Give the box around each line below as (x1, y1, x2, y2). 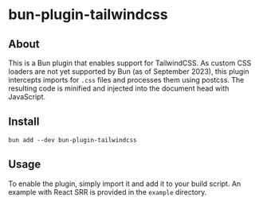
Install (8, 115, 40, 129)
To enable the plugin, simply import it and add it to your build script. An (8, 179, 241, 188)
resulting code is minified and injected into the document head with (8, 83, 230, 93)
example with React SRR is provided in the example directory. (8, 187, 207, 196)
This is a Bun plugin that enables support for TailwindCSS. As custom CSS (8, 58, 252, 68)
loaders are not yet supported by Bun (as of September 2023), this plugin (8, 67, 249, 76)
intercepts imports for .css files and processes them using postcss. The (8, 75, 245, 84)
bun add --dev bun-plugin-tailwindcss (8, 136, 137, 144)
